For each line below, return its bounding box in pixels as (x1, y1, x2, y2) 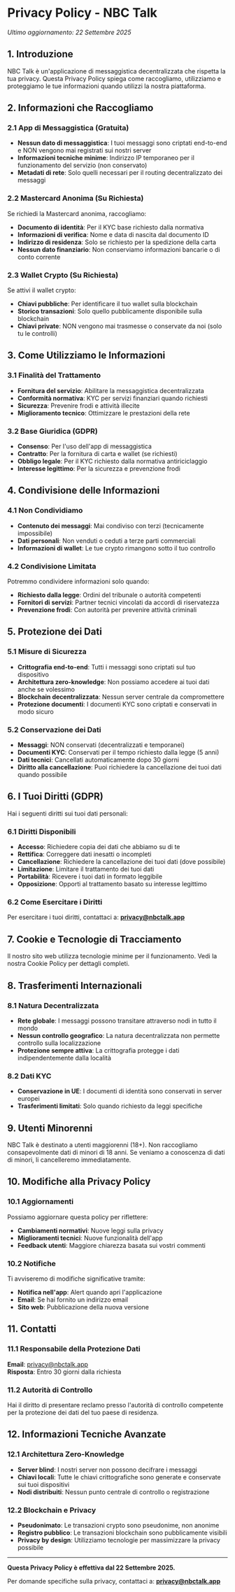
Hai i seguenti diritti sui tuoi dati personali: (7, 809, 128, 818)
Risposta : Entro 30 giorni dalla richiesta (7, 1367, 122, 1376)
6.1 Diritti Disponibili (7, 827, 76, 837)
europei (17, 1095, 40, 1103)
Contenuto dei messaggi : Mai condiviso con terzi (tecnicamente (17, 521, 204, 530)
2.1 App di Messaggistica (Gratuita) (7, 123, 129, 133)
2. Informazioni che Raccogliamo (7, 102, 154, 114)
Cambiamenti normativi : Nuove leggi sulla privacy (17, 1226, 164, 1235)
